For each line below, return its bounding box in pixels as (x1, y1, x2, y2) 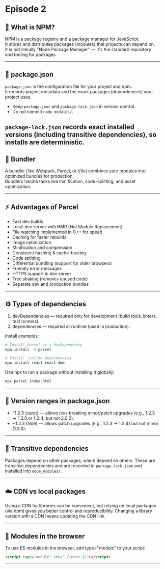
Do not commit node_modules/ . (12, 108, 74, 114)
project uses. (5, 94, 32, 100)
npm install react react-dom (5, 360, 65, 365)
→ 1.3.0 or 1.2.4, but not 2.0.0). (12, 415, 75, 421)
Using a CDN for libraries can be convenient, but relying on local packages (5, 503, 156, 509)
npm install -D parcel (5, 347, 52, 352)
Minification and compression (12, 244, 73, 250)
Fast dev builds (12, 218, 43, 224)
